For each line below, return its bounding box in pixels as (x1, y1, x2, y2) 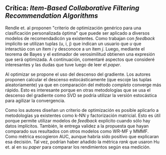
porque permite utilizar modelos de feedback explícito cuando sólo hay (5, 117, 151, 123)
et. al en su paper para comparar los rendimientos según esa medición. (5, 144, 151, 150)
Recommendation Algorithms (5, 12, 98, 20)
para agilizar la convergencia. (5, 98, 65, 103)
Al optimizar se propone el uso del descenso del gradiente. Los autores (5, 71, 151, 77)
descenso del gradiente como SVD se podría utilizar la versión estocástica (5, 92, 157, 98)
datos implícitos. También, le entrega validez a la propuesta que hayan (5, 123, 149, 129)
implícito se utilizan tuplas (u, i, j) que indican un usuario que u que (5, 41, 142, 47)
